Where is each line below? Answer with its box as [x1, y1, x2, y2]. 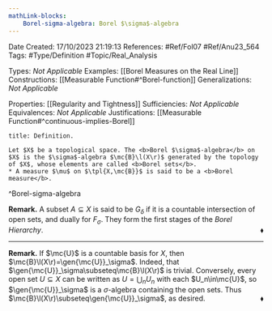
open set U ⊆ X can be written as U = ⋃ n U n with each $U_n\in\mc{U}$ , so [8, 275, 257, 286]
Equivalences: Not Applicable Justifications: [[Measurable [8, 107, 202, 117]
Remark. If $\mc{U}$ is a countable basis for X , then [8, 249, 185, 258]
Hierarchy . [8, 225, 44, 235]
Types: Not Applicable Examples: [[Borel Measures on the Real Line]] [8, 66, 239, 75]
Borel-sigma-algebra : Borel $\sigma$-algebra [23, 19, 180, 28]
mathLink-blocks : [8, 11, 67, 20]
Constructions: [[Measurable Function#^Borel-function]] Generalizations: [8, 75, 253, 84]
